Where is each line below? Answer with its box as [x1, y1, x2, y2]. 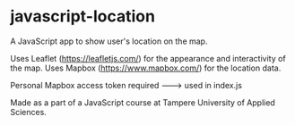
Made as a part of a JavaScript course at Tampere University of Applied [10, 96, 276, 108]
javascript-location [10, 6, 156, 27]
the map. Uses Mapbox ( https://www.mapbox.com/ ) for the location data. [10, 62, 282, 73]
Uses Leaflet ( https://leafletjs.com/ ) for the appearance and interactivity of [10, 53, 286, 63]
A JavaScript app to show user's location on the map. [10, 36, 208, 46]
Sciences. [10, 106, 48, 117]
